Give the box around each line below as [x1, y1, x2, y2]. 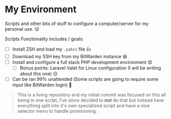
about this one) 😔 [19, 70, 58, 77]
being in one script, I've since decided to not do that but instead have [17, 97, 164, 103]
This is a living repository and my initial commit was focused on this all [17, 92, 166, 98]
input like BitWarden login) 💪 [12, 82, 72, 88]
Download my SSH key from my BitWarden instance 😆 [12, 53, 127, 59]
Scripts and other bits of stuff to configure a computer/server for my [5, 20, 149, 27]
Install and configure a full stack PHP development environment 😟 [12, 59, 153, 65]
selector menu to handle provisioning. [17, 108, 97, 114]
